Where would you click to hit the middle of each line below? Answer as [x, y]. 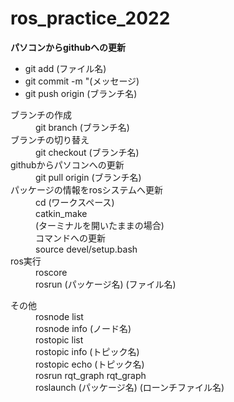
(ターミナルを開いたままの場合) [100, 225]
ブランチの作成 [41, 114]
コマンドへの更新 [70, 238]
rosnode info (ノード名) [83, 328]
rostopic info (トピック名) [87, 351]
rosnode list [59, 316]
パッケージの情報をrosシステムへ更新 [87, 189]
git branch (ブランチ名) [82, 127]
